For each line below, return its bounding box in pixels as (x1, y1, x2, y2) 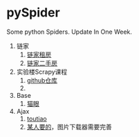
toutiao (26, 114, 47, 123)
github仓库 (26, 76, 58, 84)
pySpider (6, 5, 60, 21)
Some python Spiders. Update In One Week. (6, 28, 133, 36)
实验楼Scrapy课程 (16, 67, 68, 76)
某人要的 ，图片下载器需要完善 (26, 123, 112, 131)
